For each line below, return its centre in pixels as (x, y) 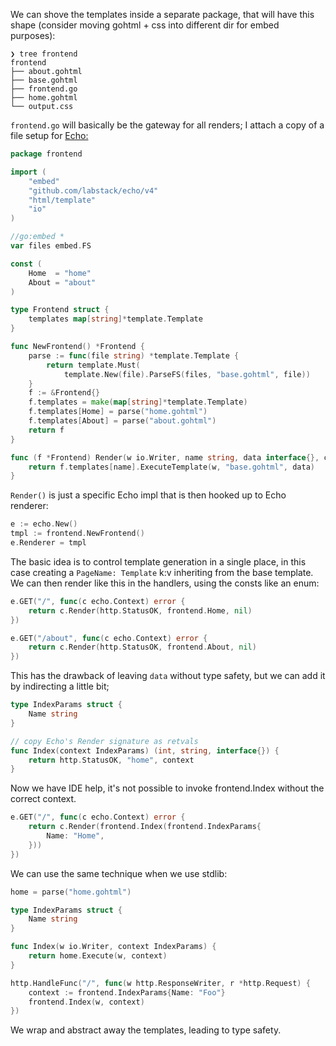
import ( (28, 172)
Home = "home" (60, 273)
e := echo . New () (44, 524)
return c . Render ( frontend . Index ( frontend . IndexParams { (145, 827)
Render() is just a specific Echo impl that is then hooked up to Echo (148, 495)
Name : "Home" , (75, 836)
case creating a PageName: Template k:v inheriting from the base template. (162, 572)
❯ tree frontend (44, 54)
